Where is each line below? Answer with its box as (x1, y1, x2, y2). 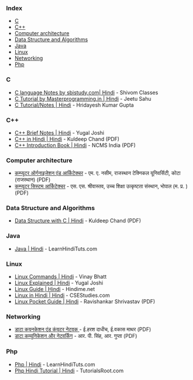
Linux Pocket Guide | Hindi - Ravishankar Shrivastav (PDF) (14, 298, 156, 305)
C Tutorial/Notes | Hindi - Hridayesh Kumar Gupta (14, 101, 135, 108)
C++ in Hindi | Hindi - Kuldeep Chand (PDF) (14, 135, 120, 142)
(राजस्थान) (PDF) (14, 176, 51, 183)
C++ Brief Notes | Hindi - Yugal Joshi (14, 129, 104, 136)
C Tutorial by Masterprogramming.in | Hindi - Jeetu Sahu (14, 95, 151, 102)
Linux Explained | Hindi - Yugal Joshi (14, 279, 104, 286)
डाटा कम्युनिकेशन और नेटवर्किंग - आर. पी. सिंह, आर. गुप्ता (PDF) (14, 333, 137, 340)
